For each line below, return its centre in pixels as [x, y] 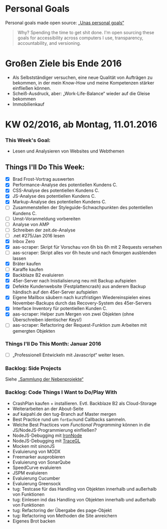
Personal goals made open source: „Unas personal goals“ [65, 23]
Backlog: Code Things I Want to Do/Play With [61, 392]
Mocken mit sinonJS [34, 446]
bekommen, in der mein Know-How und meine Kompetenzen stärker [83, 83]
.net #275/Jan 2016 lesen [39, 236]
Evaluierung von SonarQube [42, 462]
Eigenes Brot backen [34, 521]
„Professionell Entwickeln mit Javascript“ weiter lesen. [68, 355]
